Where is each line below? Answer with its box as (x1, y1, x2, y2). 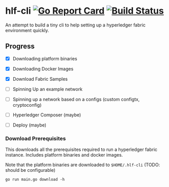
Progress (5, 42, 35, 51)
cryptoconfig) (12, 102, 42, 108)
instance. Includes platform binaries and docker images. (5, 152, 123, 158)
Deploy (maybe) (12, 122, 47, 128)
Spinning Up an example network (12, 86, 83, 92)
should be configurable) (5, 167, 56, 173)
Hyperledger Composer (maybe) (12, 112, 81, 118)
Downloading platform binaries (12, 55, 77, 61)
